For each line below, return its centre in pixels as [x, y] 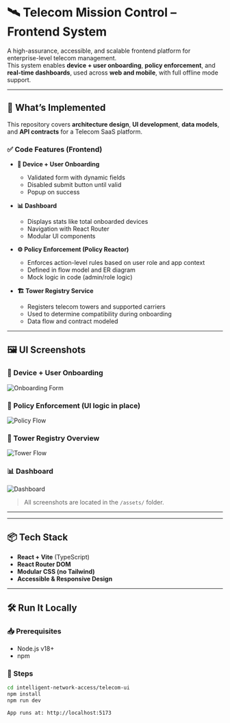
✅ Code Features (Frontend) [55, 149]
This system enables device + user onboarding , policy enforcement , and [111, 65]
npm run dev [24, 701]
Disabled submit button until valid [74, 185]
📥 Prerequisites [34, 631]
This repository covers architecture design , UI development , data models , [113, 124]
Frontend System [57, 32]
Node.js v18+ [36, 649]
